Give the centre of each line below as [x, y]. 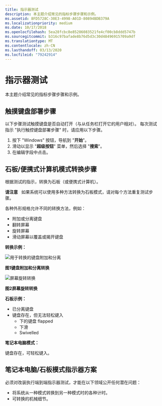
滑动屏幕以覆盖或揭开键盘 [38, 237]
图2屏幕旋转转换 [21, 288]
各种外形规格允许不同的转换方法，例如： [45, 208]
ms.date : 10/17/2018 [26, 28]
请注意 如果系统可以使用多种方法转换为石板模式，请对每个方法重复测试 [77, 192]
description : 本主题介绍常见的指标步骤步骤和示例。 [52, 14]
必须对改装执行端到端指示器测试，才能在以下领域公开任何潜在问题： [73, 382]
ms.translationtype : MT [29, 41]
